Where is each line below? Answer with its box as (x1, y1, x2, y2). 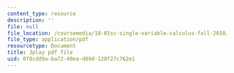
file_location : (7, 29, 52, 37)
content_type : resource (7, 10, 77, 17)
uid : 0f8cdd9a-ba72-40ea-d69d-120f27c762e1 (7, 56, 136, 63)
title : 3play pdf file (7, 49, 73, 56)
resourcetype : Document (7, 42, 77, 49)
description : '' (7, 17, 54, 24)
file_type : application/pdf (7, 36, 89, 43)
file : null (7, 23, 39, 30)
